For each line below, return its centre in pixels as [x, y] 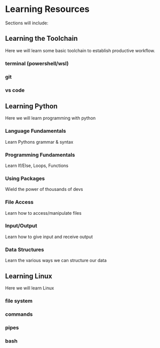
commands [19, 314]
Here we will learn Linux [30, 288]
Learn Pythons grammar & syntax [39, 142]
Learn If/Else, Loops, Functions [37, 166]
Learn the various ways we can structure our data [56, 261]
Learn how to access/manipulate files [43, 213]
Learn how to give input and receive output [49, 237]
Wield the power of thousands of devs [44, 189]
